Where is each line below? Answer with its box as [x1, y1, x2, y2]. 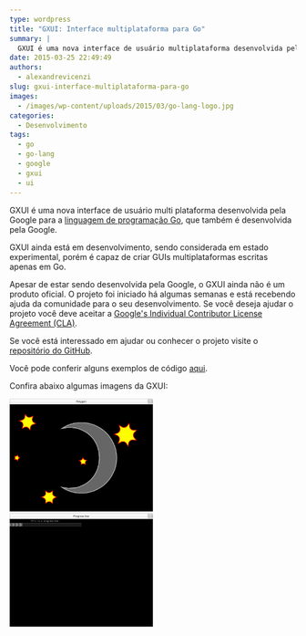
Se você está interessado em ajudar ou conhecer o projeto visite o [9, 335, 259, 346]
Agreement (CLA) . [9, 318, 77, 328]
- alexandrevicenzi [17, 73, 92, 82]
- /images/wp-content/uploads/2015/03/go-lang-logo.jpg [17, 101, 234, 110]
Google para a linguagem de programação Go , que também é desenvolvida [9, 214, 292, 225]
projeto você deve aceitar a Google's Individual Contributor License [9, 308, 262, 318]
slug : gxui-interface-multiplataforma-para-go [9, 82, 189, 91]
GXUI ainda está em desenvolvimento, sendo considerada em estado [9, 242, 269, 253]
